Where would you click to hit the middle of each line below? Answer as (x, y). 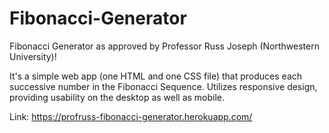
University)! (33, 56)
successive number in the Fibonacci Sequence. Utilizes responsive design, (163, 86)
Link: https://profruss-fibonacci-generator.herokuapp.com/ (131, 116)
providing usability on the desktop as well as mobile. (117, 97)
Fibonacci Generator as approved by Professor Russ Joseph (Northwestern (164, 46)
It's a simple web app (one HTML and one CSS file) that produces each (156, 76)
